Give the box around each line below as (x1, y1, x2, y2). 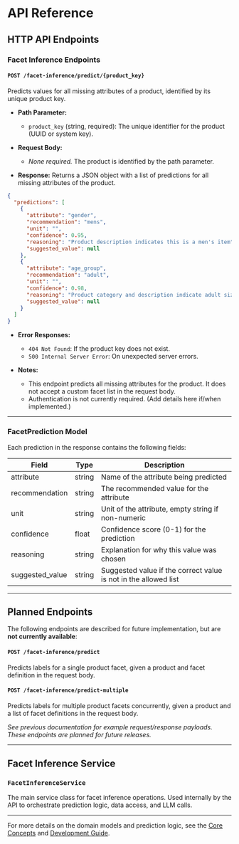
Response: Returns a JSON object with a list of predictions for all (17, 171, 209, 179)
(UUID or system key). (28, 130, 94, 138)
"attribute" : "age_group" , (26, 265, 107, 272)
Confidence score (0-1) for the (100, 524, 206, 534)
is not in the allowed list (100, 574, 179, 584)
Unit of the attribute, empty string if (100, 504, 219, 514)
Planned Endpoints (7, 606, 93, 618)
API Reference (7, 5, 94, 21)
